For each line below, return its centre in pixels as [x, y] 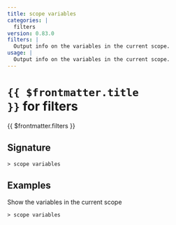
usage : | [20, 53]
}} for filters [43, 106]
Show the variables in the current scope [65, 202]
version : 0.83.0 [31, 33]
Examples [29, 185]
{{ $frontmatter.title [73, 92]
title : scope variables [42, 14]
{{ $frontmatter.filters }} [41, 125]
